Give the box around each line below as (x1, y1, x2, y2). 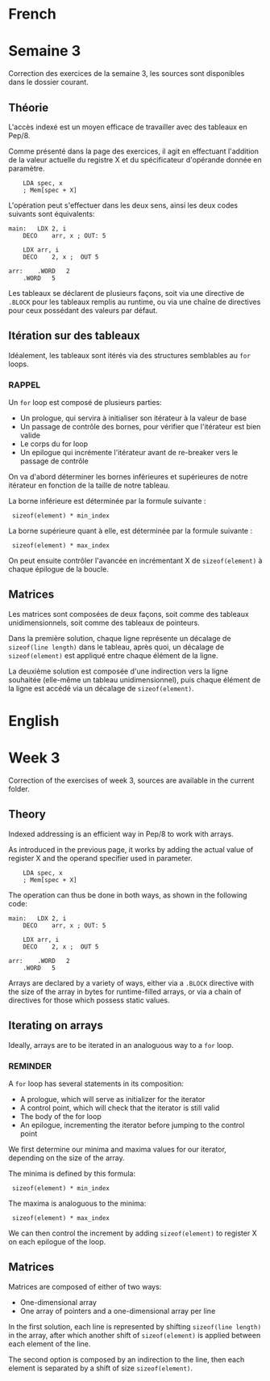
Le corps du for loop (19, 439, 89, 449)
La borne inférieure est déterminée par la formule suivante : (8, 496, 206, 506)
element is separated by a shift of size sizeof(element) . (8, 1363, 193, 1373)
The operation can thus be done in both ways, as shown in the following (8, 890, 247, 900)
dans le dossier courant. (8, 78, 89, 87)
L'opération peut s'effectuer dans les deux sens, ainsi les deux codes (8, 200, 239, 210)
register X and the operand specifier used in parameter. (8, 853, 193, 863)
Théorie (8, 100, 49, 114)
